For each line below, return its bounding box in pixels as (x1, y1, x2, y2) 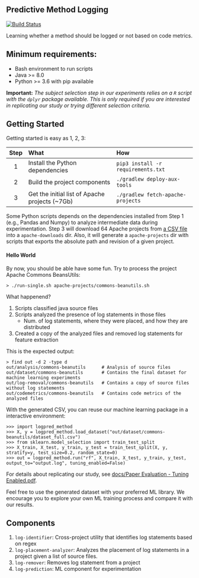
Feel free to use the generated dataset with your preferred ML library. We (6, 488, 185, 495)
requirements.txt (116, 166, 165, 173)
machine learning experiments (6, 374, 81, 381)
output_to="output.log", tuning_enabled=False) (6, 460, 126, 466)
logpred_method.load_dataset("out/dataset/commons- (35, 429, 166, 435)
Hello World (6, 252, 36, 259)
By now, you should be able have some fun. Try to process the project (6, 264, 177, 272)
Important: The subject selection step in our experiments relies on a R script (6, 89, 192, 96)
